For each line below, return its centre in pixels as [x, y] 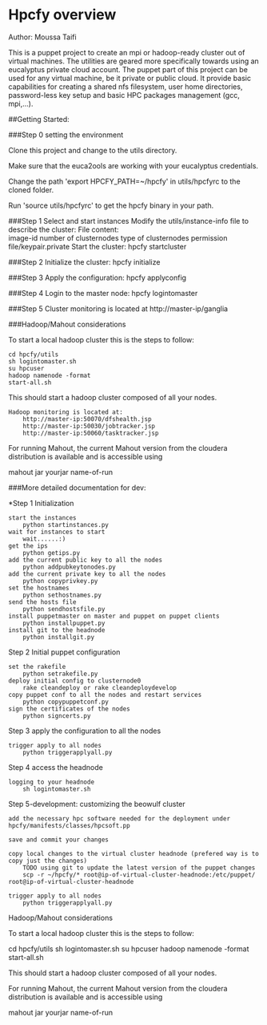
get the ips [28, 546]
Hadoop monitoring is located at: [66, 412]
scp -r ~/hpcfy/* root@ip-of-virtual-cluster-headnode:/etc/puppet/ [139, 875]
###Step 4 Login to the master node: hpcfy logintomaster [103, 293]
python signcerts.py [57, 715]
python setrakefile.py [60, 674]
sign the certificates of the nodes [69, 709]
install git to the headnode [57, 630]
